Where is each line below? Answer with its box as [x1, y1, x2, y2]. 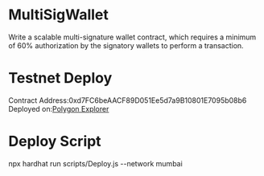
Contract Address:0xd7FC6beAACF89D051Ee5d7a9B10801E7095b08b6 [8, 95, 247, 105]
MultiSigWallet [8, 6, 109, 24]
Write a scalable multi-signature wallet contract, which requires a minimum [8, 32, 257, 42]
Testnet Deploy [8, 69, 113, 88]
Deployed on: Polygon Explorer [8, 104, 109, 113]
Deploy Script [8, 133, 102, 150]
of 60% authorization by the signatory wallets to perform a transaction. [8, 40, 244, 50]
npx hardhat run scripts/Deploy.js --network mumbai [8, 158, 183, 168]
